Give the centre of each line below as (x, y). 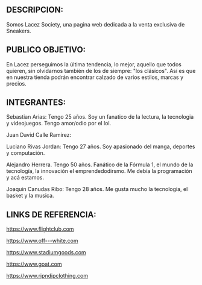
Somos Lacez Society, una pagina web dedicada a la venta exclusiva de (96, 24)
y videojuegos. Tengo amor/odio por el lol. (59, 124)
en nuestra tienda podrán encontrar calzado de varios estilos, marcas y (95, 77)
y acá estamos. (25, 178)
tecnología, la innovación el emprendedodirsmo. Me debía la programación (99, 171)
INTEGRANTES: (36, 103)
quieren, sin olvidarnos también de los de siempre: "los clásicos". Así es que (101, 70)
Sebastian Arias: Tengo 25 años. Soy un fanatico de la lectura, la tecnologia (100, 117)
